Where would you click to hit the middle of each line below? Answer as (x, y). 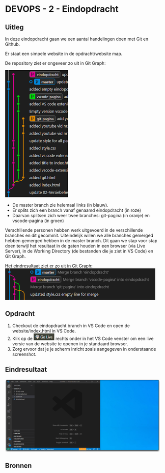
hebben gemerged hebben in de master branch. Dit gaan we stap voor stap (81, 241)
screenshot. (24, 354)
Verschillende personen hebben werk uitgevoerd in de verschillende (74, 230)
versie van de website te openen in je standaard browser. (70, 344)
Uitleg (14, 27)
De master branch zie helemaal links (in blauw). (60, 205)
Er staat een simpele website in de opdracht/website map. (64, 54)
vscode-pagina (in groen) (38, 221)
